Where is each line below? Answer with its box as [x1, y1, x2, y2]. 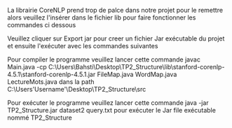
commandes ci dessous [7, 21, 76, 29]
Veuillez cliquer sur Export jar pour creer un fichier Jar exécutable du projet [7, 34, 225, 43]
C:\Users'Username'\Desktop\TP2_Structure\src [7, 85, 146, 93]
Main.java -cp [7, 63, 47, 71]
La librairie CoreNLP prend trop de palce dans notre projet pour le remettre [7, 6, 223, 14]
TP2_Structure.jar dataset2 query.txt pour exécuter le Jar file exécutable [7, 106, 216, 114]
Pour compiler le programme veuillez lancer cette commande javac [7, 55, 201, 64]
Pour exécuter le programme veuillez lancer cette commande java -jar [7, 99, 209, 107]
